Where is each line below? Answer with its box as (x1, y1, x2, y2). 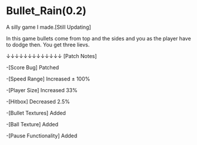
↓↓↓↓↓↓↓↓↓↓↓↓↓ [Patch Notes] (6, 52, 97, 59)
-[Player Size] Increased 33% (6, 86, 78, 93)
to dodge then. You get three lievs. (6, 41, 90, 48)
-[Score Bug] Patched (6, 63, 59, 71)
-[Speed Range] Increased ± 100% (6, 75, 91, 82)
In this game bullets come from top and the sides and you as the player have (6, 35, 191, 42)
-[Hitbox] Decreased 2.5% (6, 98, 71, 105)
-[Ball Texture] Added (6, 120, 59, 127)
